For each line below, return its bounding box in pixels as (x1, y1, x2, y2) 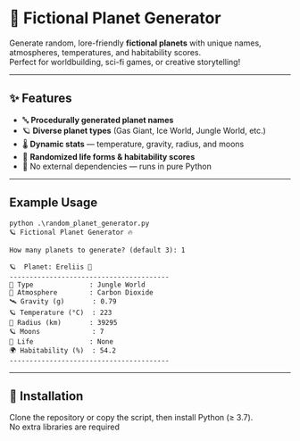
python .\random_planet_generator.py (9, 219, 150, 228)
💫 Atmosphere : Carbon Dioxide (9, 287, 154, 297)
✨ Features (9, 91, 72, 106)
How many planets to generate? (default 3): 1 (9, 245, 186, 254)
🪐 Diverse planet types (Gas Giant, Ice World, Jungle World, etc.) (21, 125, 266, 136)
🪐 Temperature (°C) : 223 (9, 308, 112, 317)
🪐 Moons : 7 (9, 327, 104, 336)
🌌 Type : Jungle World (9, 280, 146, 289)
